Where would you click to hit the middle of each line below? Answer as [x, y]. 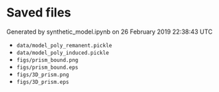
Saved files [39, 13]
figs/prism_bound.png [47, 60]
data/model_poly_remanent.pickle [64, 45]
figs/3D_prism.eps [43, 82]
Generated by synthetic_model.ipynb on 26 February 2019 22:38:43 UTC [109, 32]
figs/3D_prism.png [43, 74]
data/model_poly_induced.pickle [62, 53]
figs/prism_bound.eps [47, 67]
